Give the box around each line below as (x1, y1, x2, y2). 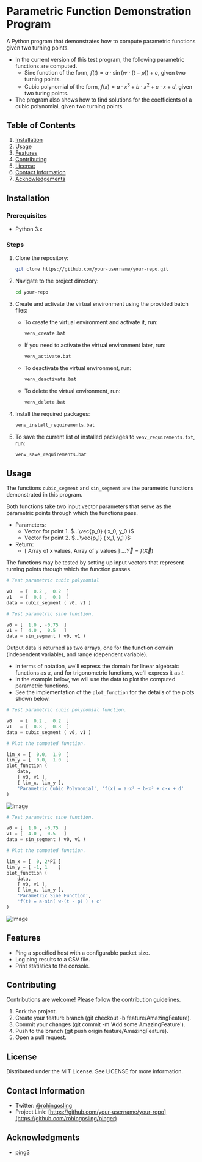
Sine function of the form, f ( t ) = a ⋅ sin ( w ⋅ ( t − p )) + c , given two (24, 68, 186, 76)
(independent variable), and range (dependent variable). (6, 651, 148, 658)
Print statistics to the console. (15, 962, 90, 969)
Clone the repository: (15, 254, 69, 262)
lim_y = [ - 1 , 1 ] (6, 864, 62, 870)
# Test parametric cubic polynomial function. (6, 707, 127, 713)
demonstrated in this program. (6, 491, 83, 498)
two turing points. (24, 89, 69, 97)
